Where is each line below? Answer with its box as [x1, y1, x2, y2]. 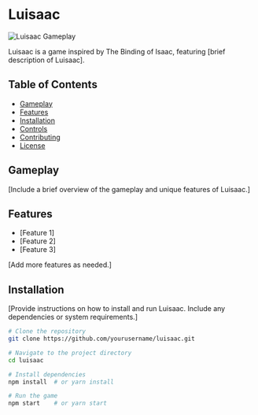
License [19, 140, 46, 150]
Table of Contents [8, 78, 98, 91]
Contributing [19, 132, 61, 142]
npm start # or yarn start [8, 399, 108, 407]
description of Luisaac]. [8, 55, 85, 65]
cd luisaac [8, 356, 44, 364]
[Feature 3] [19, 245, 57, 254]
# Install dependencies [8, 370, 87, 379]
